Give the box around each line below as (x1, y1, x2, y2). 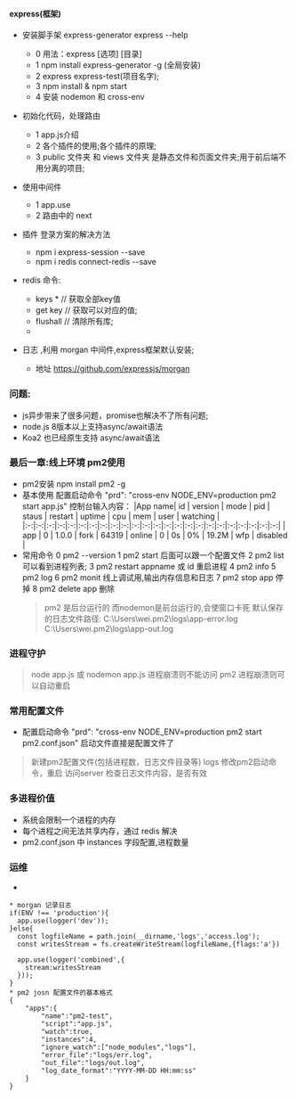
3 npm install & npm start (35, 81, 127, 92)
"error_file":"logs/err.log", (41, 1050, 153, 1060)
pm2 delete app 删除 (39, 583, 116, 594)
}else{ (9, 923, 34, 933)
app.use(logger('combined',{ (17, 955, 125, 964)
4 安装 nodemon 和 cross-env (35, 92, 145, 103)
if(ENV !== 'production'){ (9, 908, 109, 917)
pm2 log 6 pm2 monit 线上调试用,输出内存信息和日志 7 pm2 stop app (21, 571, 274, 583)
